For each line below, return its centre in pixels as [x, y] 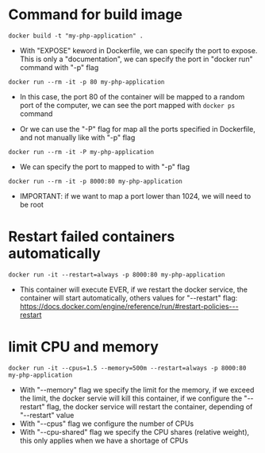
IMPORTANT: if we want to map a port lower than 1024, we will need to [135, 196]
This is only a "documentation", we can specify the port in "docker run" [136, 59]
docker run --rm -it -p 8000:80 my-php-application [95, 181]
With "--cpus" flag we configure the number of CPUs [107, 424]
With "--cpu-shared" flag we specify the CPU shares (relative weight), [134, 432]
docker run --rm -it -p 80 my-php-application [86, 82]
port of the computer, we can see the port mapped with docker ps [127, 105]
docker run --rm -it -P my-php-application [81, 152]
